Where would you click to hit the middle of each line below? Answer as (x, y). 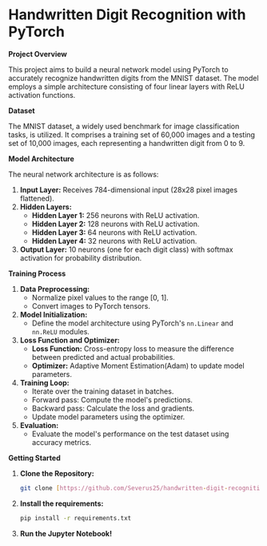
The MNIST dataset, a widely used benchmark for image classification (124, 126)
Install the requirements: (62, 504)
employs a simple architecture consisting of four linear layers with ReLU (127, 87)
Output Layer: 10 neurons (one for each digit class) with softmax (126, 249)
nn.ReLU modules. (61, 331)
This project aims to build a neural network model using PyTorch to (119, 69)
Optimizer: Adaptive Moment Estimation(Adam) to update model (138, 366)
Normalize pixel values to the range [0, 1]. (100, 297)
